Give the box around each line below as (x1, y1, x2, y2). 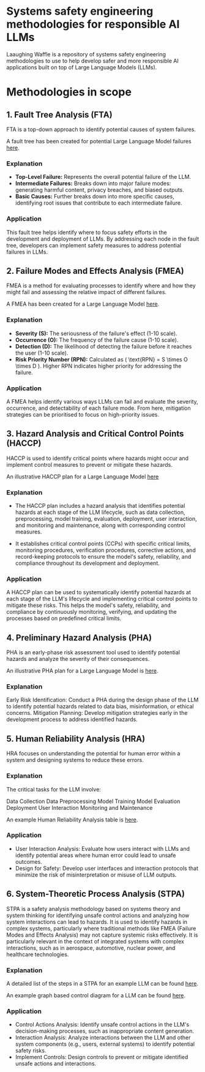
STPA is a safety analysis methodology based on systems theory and (6, 905, 181, 912)
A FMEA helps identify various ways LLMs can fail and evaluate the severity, (6, 398, 199, 405)
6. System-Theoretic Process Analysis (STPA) (6, 889, 185, 899)
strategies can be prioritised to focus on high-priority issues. (6, 410, 160, 418)
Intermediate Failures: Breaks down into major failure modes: (15, 179, 171, 187)
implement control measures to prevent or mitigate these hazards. (6, 461, 173, 468)
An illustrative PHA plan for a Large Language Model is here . (6, 667, 158, 674)
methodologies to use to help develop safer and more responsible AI (6, 57, 179, 64)
